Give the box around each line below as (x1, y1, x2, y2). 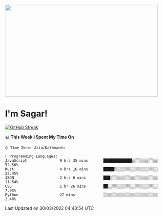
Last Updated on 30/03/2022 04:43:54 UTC (5, 205, 94, 211)
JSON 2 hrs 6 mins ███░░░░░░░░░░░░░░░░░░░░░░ (5, 175, 159, 180)
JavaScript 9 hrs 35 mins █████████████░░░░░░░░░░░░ (5, 158, 159, 163)
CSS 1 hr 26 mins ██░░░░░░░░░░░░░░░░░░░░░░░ (5, 184, 159, 189)
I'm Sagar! (5, 108, 48, 119)
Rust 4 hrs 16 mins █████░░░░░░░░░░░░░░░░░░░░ (5, 167, 159, 172)
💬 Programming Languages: (5, 154, 58, 159)
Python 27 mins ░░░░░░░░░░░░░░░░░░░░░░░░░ (5, 192, 159, 197)
